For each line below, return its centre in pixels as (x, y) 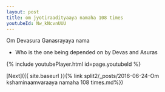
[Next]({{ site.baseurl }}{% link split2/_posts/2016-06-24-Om (83, 76)
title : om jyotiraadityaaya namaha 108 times (65, 18)
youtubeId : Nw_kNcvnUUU (36, 23)
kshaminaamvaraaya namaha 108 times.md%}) (65, 82)
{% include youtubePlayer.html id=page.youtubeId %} (74, 64)
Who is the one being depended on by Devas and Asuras (86, 52)
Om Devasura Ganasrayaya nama (48, 41)
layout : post (23, 12)
